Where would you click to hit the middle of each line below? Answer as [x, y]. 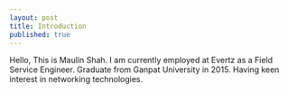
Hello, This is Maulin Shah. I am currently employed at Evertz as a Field [141, 60]
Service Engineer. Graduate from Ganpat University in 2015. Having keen [144, 70]
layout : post [34, 18]
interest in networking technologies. [76, 79]
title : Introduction [48, 26]
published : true [40, 34]
